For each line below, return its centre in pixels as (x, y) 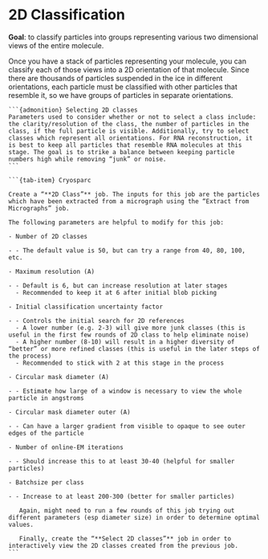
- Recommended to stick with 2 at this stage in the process (120, 363)
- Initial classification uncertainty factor (85, 307)
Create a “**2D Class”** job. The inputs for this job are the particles (134, 194)
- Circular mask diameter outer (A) (69, 412)
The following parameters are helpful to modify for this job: (116, 222)
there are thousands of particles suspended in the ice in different (116, 78)
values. (21, 524)
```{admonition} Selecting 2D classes (73, 110)
